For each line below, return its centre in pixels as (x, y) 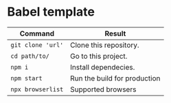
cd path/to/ (30, 56)
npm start (26, 78)
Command (37, 33)
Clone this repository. (104, 45)
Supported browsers (103, 89)
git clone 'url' (37, 45)
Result (115, 33)
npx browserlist (37, 89)
